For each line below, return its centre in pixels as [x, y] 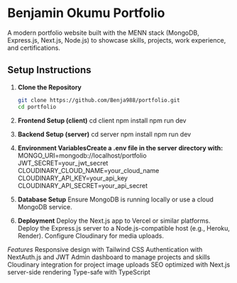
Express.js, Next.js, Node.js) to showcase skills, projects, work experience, [117, 40]
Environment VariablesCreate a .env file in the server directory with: [120, 148]
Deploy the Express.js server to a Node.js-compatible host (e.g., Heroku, [124, 228]
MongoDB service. [45, 206]
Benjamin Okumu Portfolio [86, 13]
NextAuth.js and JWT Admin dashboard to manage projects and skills [109, 257]
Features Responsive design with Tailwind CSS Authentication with [105, 249]
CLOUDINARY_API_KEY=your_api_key [72, 178]
